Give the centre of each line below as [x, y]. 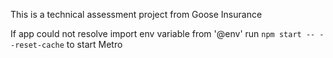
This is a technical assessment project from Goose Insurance [136, 14]
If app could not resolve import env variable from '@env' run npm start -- [163, 33]
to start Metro [94, 44]
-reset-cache [37, 45]
